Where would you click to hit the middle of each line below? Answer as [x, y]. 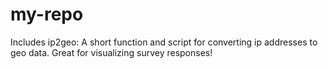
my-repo [47, 14]
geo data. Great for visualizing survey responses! [111, 52]
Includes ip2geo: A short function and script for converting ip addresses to [164, 42]
